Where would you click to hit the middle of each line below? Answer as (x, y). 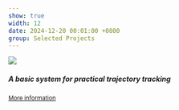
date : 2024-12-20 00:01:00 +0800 (64, 31)
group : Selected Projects (51, 38)
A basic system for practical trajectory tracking (89, 79)
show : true (26, 16)
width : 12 (25, 23)
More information (32, 98)
